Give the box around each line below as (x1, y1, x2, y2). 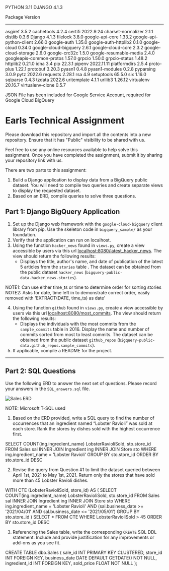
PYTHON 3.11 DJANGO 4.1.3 (5, 5, 63, 10)
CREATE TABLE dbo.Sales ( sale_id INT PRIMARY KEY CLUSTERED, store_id (5, 549, 162, 555)
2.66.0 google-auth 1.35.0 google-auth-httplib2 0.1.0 (34, 39, 142, 45)
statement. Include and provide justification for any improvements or (12, 534, 154, 540)
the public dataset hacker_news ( (20, 269, 87, 275)
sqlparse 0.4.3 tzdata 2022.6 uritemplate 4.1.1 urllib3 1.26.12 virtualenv (5, 77, 150, 83)
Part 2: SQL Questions (5, 367, 76, 375)
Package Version (5, 14, 40, 20)
